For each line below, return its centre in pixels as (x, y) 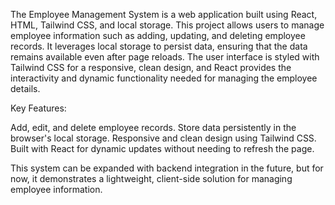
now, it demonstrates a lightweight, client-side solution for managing (151, 178)
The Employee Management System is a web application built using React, (164, 14)
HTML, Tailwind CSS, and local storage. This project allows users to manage (167, 25)
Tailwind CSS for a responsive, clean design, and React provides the (151, 67)
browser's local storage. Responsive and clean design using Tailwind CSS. (163, 138)
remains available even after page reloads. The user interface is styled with (165, 57)
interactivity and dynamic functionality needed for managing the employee (164, 78)
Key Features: (38, 108)
